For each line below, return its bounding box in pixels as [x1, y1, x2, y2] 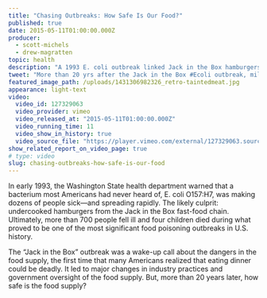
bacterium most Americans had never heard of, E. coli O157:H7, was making [8, 190, 256, 199]
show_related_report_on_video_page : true [8, 145, 148, 153]
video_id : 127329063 [15, 100, 83, 108]
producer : [8, 33, 41, 42]
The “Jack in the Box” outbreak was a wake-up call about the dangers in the [8, 247, 257, 257]
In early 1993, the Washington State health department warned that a [8, 181, 234, 191]
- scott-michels [15, 41, 69, 49]
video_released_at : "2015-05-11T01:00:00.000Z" [15, 115, 176, 123]
